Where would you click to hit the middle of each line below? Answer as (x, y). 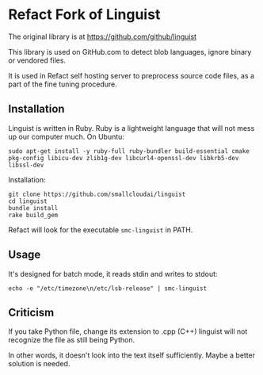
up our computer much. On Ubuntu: (67, 136)
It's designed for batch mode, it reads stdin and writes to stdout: (113, 274)
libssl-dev (26, 165)
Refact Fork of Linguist (84, 15)
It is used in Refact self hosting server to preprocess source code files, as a (131, 75)
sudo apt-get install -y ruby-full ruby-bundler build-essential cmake (129, 151)
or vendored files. (37, 60)
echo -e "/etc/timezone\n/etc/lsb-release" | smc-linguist (108, 288)
